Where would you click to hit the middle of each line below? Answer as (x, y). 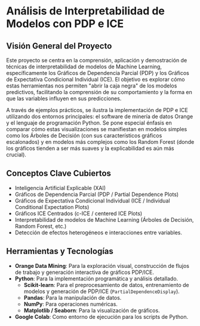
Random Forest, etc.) (41, 226)
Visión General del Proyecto (59, 46)
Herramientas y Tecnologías (60, 251)
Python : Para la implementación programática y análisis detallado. (96, 278)
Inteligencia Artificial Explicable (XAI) (60, 188)
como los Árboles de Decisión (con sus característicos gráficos (84, 135)
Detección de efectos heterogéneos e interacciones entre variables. (99, 233)
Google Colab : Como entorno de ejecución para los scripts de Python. (101, 316)
